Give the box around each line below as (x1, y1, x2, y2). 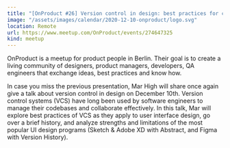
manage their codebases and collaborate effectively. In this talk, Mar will (7, 104, 212, 112)
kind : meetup (7, 36, 44, 42)
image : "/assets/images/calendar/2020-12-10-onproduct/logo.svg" (7, 16, 197, 23)
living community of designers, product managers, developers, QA (7, 62, 195, 70)
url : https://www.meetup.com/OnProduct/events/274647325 (7, 29, 173, 36)
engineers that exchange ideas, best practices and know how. (7, 69, 182, 77)
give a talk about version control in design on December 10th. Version (7, 90, 203, 98)
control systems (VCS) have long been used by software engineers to (7, 97, 203, 105)
